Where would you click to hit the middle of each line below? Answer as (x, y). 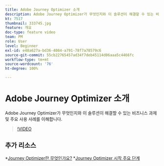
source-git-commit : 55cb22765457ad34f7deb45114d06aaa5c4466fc (70, 55)
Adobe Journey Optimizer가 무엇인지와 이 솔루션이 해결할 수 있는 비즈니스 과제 (81, 113)
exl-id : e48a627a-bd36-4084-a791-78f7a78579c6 (53, 50)
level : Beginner (21, 46)
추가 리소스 (21, 145)
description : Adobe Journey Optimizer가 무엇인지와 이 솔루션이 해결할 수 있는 (79, 14)
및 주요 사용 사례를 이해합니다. (34, 119)
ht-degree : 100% (21, 69)
